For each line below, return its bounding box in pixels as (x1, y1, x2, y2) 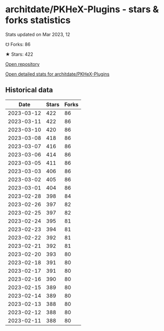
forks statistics (5, 14, 71, 26)
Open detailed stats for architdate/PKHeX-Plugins (5, 70, 110, 77)
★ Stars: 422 (5, 51, 33, 57)
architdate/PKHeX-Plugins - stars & (5, 4, 159, 15)
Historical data (5, 86, 53, 94)
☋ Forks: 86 (5, 41, 31, 47)
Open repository (5, 61, 40, 67)
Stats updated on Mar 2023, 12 (5, 31, 71, 37)
